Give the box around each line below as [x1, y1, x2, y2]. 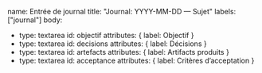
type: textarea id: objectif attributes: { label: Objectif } [18, 31, 194, 40]
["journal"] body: [7, 15, 63, 25]
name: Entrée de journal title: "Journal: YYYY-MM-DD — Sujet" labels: [7, 7, 237, 16]
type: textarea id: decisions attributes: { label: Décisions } [18, 39, 208, 48]
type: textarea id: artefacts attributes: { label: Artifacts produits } [18, 48, 230, 56]
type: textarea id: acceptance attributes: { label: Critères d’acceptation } [18, 56, 255, 65]
